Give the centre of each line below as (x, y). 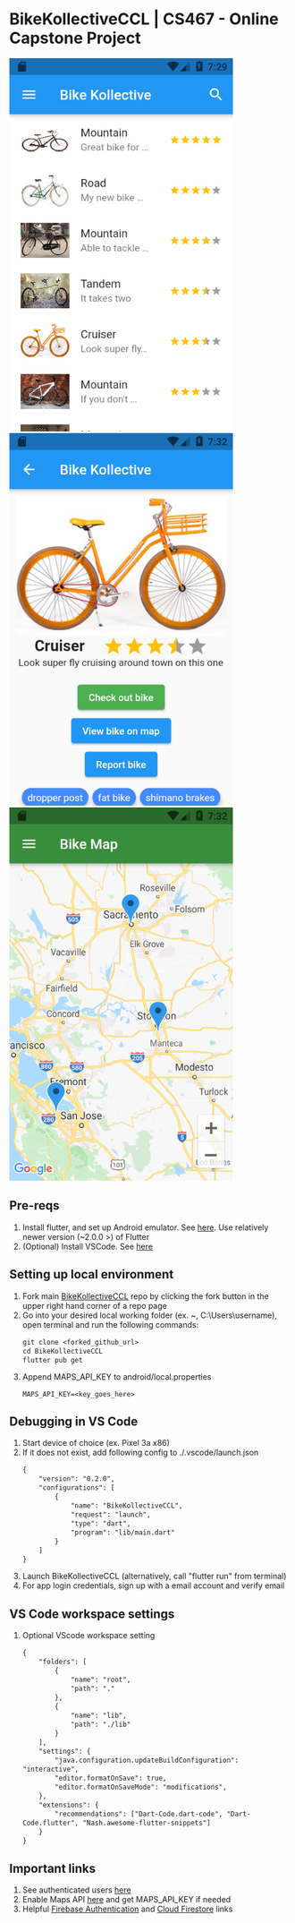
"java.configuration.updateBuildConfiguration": (147, 1761)
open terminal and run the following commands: (110, 1324)
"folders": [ (63, 1662)
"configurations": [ (77, 1488)
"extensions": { (69, 1805)
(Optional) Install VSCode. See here (88, 1246)
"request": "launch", (110, 1515)
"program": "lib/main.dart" (122, 1533)
